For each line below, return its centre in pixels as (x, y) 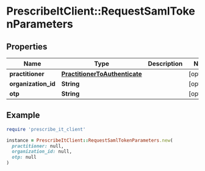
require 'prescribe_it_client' (46, 129)
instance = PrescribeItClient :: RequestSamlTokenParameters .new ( (90, 140)
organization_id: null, (42, 152)
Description (165, 64)
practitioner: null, (38, 146)
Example (23, 115)
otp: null (24, 157)
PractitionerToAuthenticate (102, 74)
